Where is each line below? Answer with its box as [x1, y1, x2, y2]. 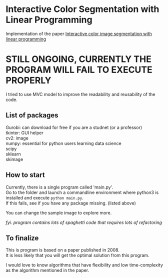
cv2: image [5, 135, 29, 141]
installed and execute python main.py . [5, 194, 84, 200]
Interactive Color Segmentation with [5, 3, 159, 15]
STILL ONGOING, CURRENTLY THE [5, 53, 151, 65]
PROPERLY [5, 75, 51, 86]
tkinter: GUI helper [5, 129, 44, 135]
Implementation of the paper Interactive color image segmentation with [5, 30, 152, 36]
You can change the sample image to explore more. [5, 209, 112, 215]
